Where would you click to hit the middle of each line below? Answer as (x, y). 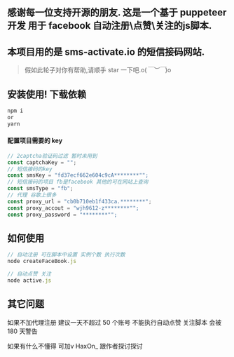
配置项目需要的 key (35, 141)
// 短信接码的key (30, 169)
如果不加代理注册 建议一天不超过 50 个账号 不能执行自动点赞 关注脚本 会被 (115, 322)
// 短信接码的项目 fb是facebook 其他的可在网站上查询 (78, 182)
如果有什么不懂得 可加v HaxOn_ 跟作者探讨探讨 (75, 346)
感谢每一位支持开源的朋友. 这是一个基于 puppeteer (117, 13)
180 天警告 (23, 331)
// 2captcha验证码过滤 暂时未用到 (52, 156)
